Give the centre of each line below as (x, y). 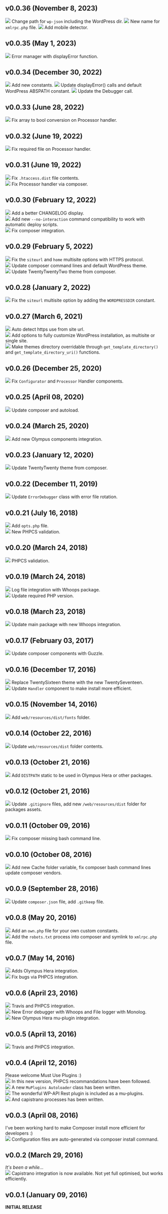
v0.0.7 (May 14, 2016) (40, 958)
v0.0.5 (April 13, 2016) (41, 1034)
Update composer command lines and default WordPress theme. (79, 265)
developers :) (19, 1133)
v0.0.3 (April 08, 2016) (42, 1115)
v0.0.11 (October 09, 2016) (48, 826)
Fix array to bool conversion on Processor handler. (64, 120)
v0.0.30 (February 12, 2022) (51, 200)
